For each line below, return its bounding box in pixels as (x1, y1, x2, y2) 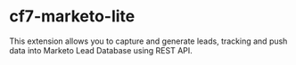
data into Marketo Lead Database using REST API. (9, 45, 193, 55)
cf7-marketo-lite (9, 6, 136, 27)
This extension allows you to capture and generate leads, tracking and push (9, 36, 288, 46)
